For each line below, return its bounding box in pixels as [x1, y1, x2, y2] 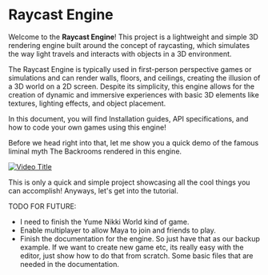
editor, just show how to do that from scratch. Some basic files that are [19, 250, 254, 261]
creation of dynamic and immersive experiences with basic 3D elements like [8, 90, 260, 99]
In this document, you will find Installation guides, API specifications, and [8, 114, 249, 123]
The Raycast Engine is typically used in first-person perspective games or [8, 64, 252, 74]
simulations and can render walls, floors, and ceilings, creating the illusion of [8, 73, 261, 82]
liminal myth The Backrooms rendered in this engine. [8, 146, 182, 156]
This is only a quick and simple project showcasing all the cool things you [8, 177, 250, 187]
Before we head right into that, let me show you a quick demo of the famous [8, 137, 259, 147]
